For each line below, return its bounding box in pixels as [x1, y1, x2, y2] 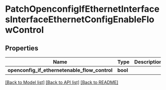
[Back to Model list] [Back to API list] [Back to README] [5, 80, 119, 85]
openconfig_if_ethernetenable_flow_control [7, 67, 113, 73]
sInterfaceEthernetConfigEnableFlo [5, 14, 155, 25]
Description [134, 59, 163, 65]
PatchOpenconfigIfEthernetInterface [5, 3, 160, 15]
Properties [5, 44, 39, 52]
